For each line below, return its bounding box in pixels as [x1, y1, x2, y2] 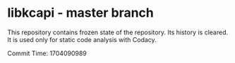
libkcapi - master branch [7, 5, 154, 21]
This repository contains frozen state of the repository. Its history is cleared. [7, 28, 228, 36]
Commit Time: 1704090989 [7, 49, 87, 57]
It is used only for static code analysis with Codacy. [7, 35, 157, 43]
